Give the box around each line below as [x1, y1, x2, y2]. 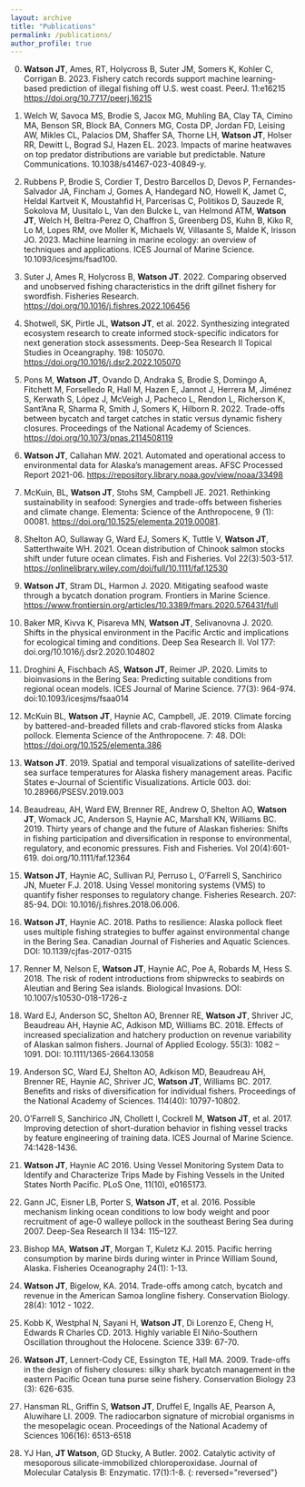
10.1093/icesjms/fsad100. [23, 254, 118, 265]
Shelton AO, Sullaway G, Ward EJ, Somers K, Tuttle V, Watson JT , [23, 534, 269, 545]
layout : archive [10, 13, 72, 23]
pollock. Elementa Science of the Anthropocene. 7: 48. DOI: [23, 730, 247, 741]
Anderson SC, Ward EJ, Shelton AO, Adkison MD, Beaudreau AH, [23, 1066, 266, 1077]
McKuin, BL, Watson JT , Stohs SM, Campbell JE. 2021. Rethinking [23, 487, 271, 498]
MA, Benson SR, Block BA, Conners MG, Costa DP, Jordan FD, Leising [23, 120, 285, 131]
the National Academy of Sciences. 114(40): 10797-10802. [23, 1095, 241, 1106]
